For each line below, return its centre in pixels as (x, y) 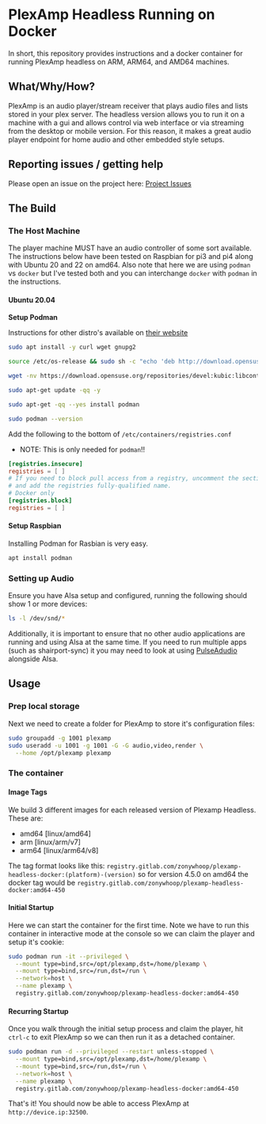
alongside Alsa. (33, 659)
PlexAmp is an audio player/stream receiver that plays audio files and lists (128, 105)
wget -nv (23, 376)
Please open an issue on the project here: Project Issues (100, 183)
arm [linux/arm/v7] (50, 842)
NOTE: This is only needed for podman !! (82, 449)
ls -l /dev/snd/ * (37, 619)
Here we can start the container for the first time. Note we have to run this (129, 925)
